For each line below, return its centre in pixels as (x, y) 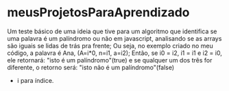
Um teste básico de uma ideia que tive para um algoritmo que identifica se (112, 31)
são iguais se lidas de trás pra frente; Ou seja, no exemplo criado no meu (110, 45)
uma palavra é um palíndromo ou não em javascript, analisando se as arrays (114, 38)
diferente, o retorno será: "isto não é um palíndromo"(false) (91, 67)
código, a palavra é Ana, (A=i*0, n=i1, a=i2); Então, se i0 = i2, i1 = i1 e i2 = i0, (115, 53)
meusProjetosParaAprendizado (98, 13)
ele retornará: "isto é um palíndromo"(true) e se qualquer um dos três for (110, 60)
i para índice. (35, 80)
